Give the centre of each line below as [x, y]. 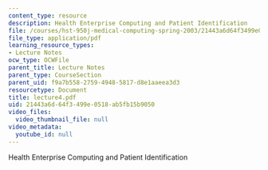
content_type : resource [48, 16]
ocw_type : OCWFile [39, 61]
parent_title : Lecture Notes [57, 68]
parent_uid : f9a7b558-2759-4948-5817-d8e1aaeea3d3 [94, 82]
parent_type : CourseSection [55, 75]
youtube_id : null [44, 134]
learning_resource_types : [51, 45]
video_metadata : [35, 127]
